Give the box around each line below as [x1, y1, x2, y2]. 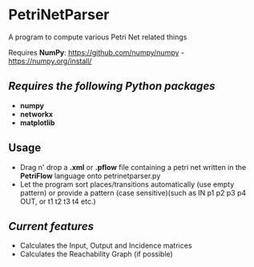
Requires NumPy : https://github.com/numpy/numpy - [8, 47, 184, 57]
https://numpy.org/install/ [8, 56, 92, 66]
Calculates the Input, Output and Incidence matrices [19, 241, 192, 250]
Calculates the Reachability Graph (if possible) [19, 249, 174, 259]
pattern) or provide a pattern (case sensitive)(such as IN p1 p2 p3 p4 [19, 188, 247, 197]
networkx [19, 109, 54, 119]
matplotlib [19, 118, 55, 127]
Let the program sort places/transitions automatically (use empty [19, 179, 235, 189]
